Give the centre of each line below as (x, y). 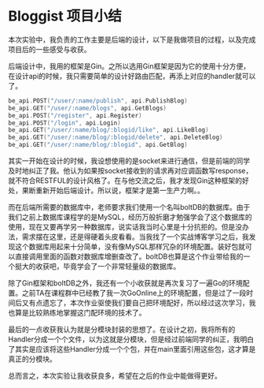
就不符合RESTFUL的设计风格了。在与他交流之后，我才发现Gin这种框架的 (125, 181)
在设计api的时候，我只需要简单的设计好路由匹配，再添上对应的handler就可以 (132, 76)
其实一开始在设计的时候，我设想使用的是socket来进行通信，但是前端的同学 (129, 161)
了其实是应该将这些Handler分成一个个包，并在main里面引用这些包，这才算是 (132, 349)
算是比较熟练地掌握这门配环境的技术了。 (80, 313)
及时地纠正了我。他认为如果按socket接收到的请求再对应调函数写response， (130, 171)
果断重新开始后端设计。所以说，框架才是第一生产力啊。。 (113, 191)
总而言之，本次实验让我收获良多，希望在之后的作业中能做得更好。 (115, 376)
